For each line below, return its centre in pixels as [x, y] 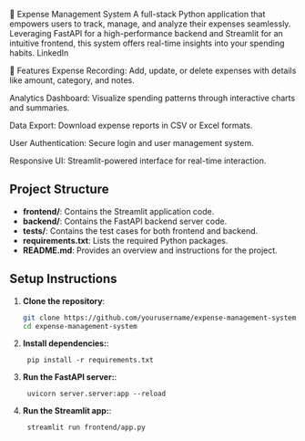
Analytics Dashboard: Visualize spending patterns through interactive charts [152, 98]
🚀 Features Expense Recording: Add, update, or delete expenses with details [153, 70]
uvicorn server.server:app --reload [97, 394]
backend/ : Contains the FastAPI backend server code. [125, 221]
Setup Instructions [63, 279]
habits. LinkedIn [39, 53]
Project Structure [59, 189]
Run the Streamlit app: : [67, 411]
